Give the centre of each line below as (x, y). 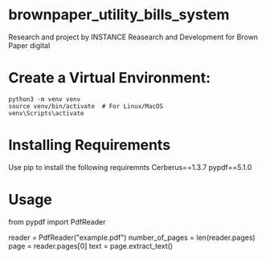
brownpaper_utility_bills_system (119, 15)
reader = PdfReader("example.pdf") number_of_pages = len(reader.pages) (132, 237)
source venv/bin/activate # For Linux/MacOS (86, 106)
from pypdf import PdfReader (57, 221)
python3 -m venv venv (45, 99)
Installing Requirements (90, 145)
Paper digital (29, 45)
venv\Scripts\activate (46, 113)
